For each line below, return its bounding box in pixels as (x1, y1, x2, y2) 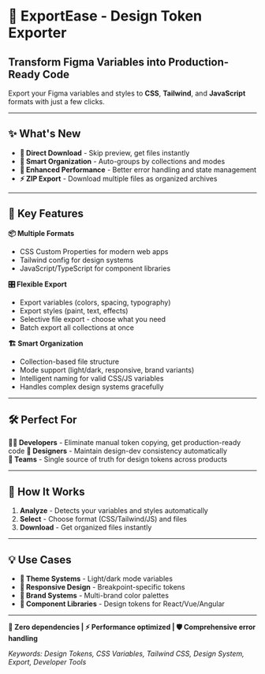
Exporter (8, 24, 67, 42)
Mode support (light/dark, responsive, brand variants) (19, 365, 195, 374)
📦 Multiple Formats (8, 228, 75, 238)
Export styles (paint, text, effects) (19, 305, 129, 315)
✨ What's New (8, 127, 81, 140)
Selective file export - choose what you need (19, 314, 166, 324)
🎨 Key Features (8, 207, 84, 220)
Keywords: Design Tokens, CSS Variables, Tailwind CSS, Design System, (8, 649, 244, 658)
